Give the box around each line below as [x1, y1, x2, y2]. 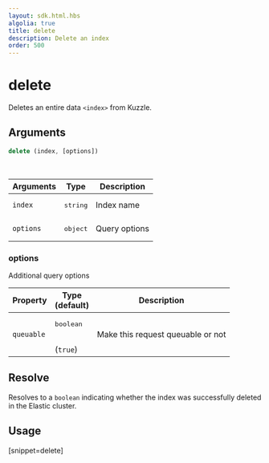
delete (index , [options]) [8, 147, 99, 155]
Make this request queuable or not [96, 328, 226, 339]
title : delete [8, 26, 56, 35]
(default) [55, 300, 90, 311]
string [63, 201, 88, 209]
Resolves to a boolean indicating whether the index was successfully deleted [8, 392, 262, 402]
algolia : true [8, 19, 56, 27]
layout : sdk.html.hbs [8, 11, 81, 20]
